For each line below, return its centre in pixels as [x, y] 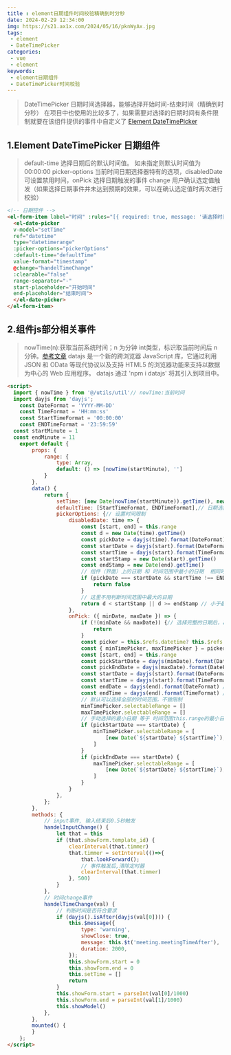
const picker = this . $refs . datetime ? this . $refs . [153, 642]
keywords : [21, 71]
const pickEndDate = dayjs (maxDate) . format [144, 668]
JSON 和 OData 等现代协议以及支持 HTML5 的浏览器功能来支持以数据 [122, 365]
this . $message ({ [92, 923]
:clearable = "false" [41, 274]
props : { [44, 450]
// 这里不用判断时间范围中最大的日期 [126, 597]
